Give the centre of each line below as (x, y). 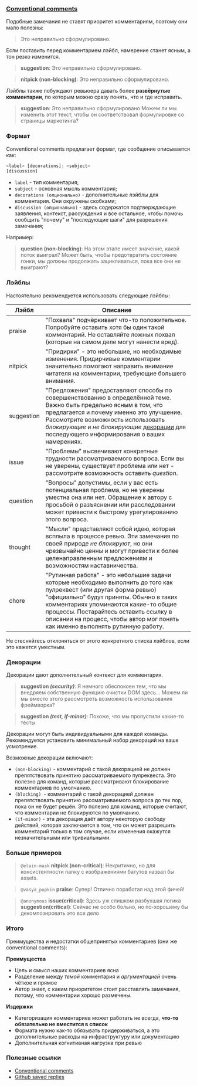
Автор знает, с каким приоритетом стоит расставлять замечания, (97, 989)
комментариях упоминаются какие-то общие (111, 604)
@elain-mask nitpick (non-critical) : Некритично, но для (88, 866)
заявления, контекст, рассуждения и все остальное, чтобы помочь (99, 213)
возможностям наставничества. (92, 565)
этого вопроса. (67, 519)
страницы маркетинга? (50, 121)
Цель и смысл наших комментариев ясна (67, 970)
